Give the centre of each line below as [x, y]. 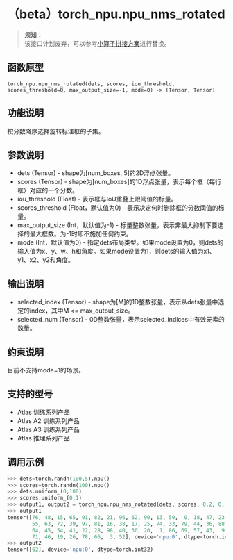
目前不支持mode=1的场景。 [46, 370]
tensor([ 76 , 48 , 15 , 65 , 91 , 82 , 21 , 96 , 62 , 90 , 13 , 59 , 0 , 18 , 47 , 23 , [118, 517]
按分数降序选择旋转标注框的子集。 [56, 131]
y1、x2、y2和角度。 [45, 260]
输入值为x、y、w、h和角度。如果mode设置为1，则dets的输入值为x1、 [116, 252]
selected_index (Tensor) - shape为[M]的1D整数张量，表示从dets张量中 [118, 302]
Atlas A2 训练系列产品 [48, 420]
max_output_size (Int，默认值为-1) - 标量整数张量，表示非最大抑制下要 [117, 225]
